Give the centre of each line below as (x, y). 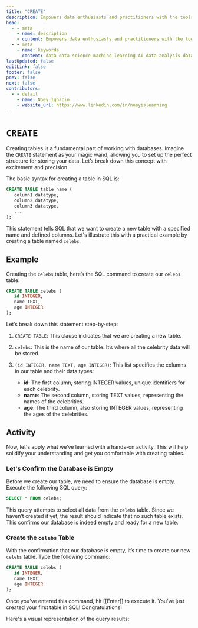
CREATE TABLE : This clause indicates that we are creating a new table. (98, 335)
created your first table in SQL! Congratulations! (64, 607)
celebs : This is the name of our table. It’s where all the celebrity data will (102, 347)
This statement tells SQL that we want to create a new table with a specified (98, 228)
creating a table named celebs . (44, 241)
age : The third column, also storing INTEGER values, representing (103, 407)
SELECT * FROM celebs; (34, 498)
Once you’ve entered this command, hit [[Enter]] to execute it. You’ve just (95, 601)
